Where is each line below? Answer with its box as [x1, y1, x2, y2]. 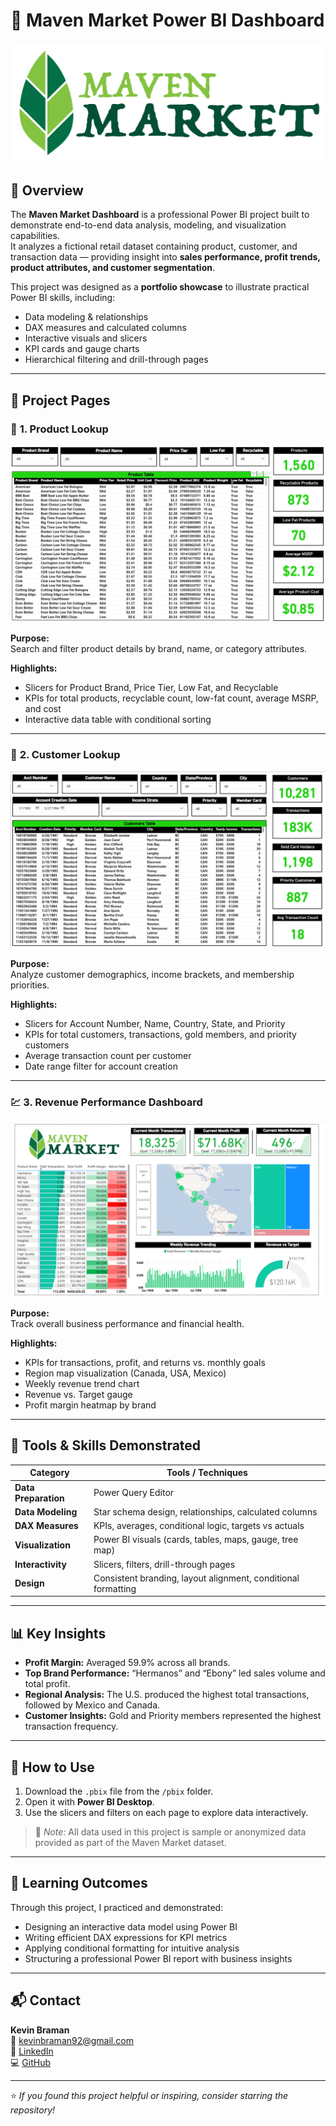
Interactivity [14, 1558, 67, 1570]
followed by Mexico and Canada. [24, 1699, 161, 1711]
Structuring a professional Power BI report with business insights [24, 1952, 293, 1964]
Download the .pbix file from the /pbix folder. [24, 1785, 214, 1797]
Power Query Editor [93, 1487, 175, 1499]
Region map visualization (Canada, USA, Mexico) [24, 1367, 227, 1379]
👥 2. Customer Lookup [10, 748, 121, 762]
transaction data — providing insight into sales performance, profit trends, [10, 251, 321, 263]
